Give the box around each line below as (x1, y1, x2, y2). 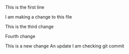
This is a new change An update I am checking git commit (5, 43, 124, 49)
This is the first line (5, 4, 44, 10)
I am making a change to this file (5, 14, 72, 19)
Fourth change (5, 33, 35, 39)
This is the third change (5, 23, 54, 29)
